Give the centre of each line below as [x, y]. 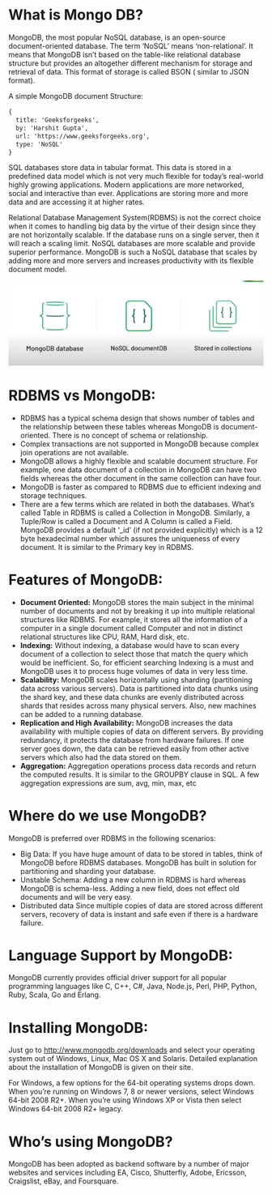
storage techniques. [53, 495]
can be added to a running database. [82, 714]
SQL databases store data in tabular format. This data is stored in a [120, 167]
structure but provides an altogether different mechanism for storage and [130, 63]
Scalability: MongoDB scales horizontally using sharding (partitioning [136, 680]
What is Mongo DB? [76, 15]
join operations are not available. [74, 452]
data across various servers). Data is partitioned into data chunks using [139, 688]
